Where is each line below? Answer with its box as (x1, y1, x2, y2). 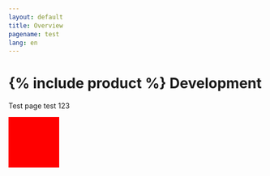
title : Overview (8, 21, 63, 30)
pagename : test (8, 30, 60, 38)
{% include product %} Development (8, 74, 262, 93)
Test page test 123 (8, 101, 71, 111)
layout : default (8, 13, 63, 21)
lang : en (8, 39, 38, 47)
